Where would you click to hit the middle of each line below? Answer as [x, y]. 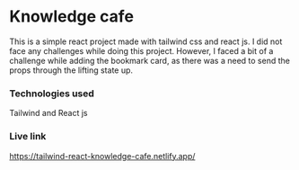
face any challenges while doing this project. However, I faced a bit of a [141, 50]
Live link [28, 137]
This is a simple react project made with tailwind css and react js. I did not [146, 41]
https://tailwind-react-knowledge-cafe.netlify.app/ [102, 156]
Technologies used [52, 94]
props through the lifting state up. [71, 70]
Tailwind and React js [48, 113]
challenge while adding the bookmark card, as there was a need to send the [149, 60]
